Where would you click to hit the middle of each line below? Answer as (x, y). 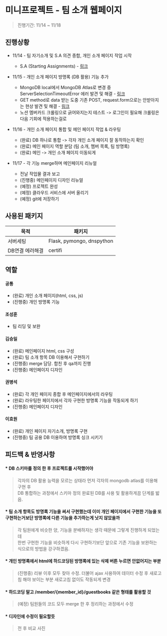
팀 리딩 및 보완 (26, 327)
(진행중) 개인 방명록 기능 (36, 302)
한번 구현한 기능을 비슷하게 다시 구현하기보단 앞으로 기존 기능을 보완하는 (87, 542)
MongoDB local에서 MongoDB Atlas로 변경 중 (65, 87)
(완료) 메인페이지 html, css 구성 (43, 351)
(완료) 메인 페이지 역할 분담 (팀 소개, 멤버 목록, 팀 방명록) (75, 146)
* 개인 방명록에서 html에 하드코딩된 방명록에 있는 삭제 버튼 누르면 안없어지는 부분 (83, 561)
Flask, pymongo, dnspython (81, 241)
